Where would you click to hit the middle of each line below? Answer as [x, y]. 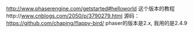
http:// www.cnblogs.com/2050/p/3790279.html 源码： [73, 16]
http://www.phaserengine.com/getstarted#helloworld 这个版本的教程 [91, 8]
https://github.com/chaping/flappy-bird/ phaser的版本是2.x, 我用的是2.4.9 [97, 23]
